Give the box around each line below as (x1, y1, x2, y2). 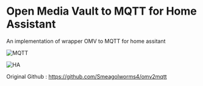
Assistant (6, 17, 56, 31)
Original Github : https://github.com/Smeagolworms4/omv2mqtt (6, 73, 167, 80)
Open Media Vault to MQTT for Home (6, 4, 197, 18)
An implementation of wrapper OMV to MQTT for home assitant (6, 37, 166, 45)
